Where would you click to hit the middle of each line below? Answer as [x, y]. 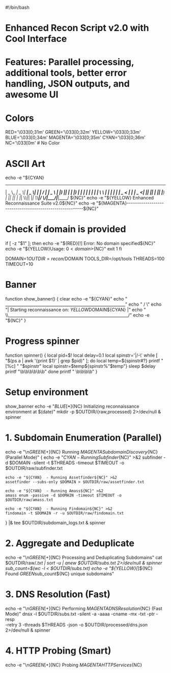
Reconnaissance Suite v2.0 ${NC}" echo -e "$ [53, 203]
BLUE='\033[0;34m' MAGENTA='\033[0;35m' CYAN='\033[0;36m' [76, 138]
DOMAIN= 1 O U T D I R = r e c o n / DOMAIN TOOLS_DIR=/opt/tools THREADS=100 [85, 259]
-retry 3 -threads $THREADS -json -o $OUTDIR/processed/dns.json [77, 625]
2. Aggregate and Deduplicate [70, 543]
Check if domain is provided [66, 229]
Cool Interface [36, 39]
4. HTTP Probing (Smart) [58, 651]
